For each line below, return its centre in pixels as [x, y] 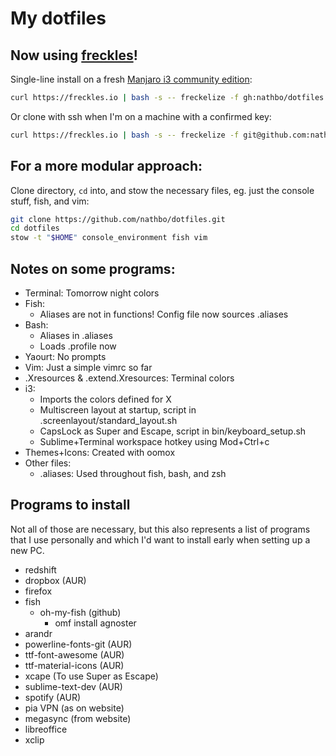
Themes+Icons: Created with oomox [100, 452]
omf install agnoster [95, 623]
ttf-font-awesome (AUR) [74, 654]
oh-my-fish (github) [80, 612]
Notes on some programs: [93, 268]
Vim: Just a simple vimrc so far [88, 367]
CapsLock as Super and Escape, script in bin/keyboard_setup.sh [173, 431]
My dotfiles [58, 18]
